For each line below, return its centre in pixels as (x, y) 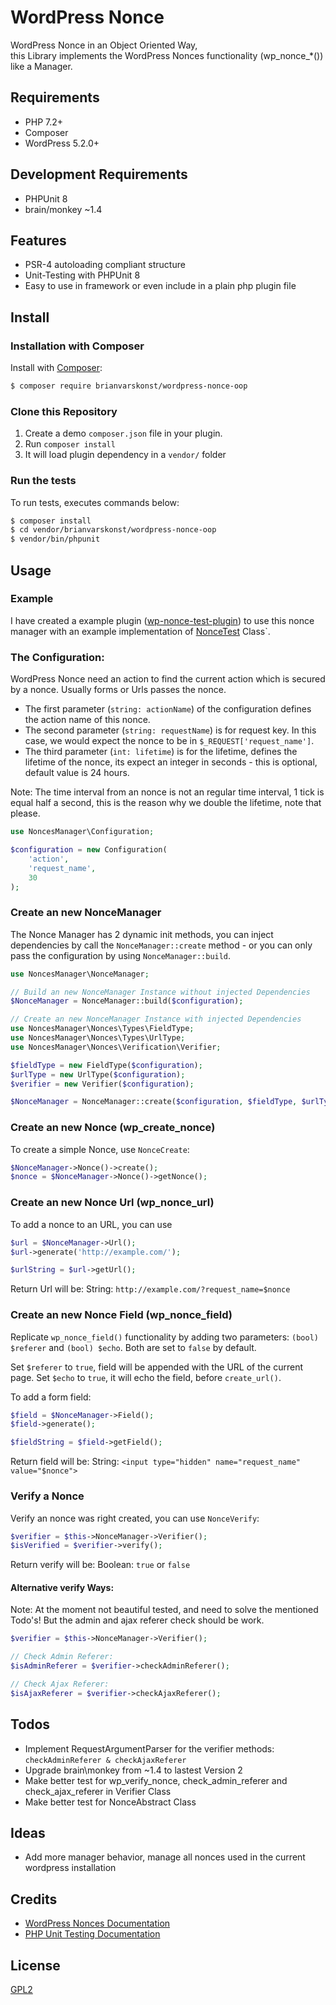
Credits (34, 1899)
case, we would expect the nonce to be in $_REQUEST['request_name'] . (169, 741)
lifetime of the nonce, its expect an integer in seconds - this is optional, (171, 762)
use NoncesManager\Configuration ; (82, 832)
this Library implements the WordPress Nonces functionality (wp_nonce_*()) (167, 55)
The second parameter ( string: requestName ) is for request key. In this (170, 730)
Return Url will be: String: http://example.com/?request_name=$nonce (150, 1289)
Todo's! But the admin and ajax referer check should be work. (137, 1620)
